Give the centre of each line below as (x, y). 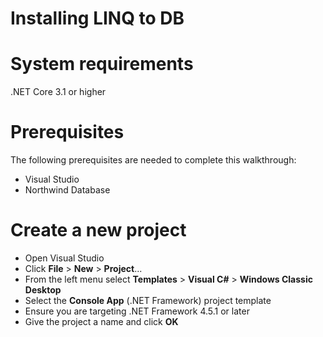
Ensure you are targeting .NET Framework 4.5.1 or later (137, 311)
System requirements (102, 64)
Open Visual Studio (64, 258)
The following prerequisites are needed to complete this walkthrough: (153, 160)
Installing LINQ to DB (97, 18)
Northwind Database (67, 190)
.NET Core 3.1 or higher (58, 92)
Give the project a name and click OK (101, 321)
